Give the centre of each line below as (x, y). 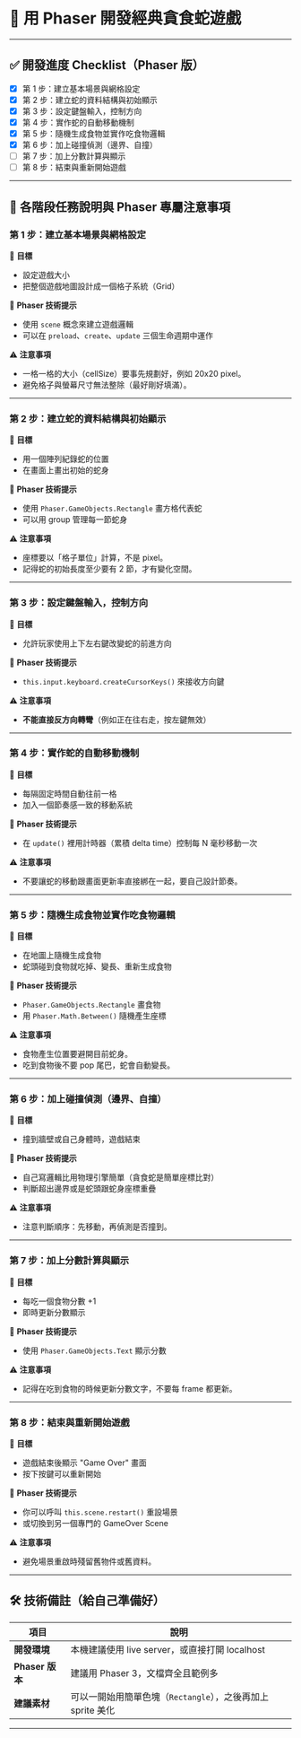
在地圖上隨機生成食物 (61, 956)
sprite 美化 (93, 1710)
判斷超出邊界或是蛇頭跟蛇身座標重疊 (89, 1189)
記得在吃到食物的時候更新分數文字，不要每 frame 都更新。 (129, 1388)
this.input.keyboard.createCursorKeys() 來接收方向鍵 (123, 681)
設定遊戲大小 (46, 275)
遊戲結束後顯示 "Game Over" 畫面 (85, 1463)
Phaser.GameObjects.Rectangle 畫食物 (91, 1005)
